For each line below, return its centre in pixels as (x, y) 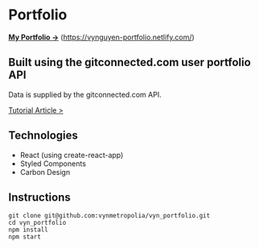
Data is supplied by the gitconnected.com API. (85, 94)
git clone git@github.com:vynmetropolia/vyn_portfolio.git (109, 216)
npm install (28, 230)
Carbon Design (45, 172)
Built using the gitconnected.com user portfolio (129, 62)
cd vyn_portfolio (37, 223)
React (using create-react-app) (72, 155)
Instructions (39, 197)
